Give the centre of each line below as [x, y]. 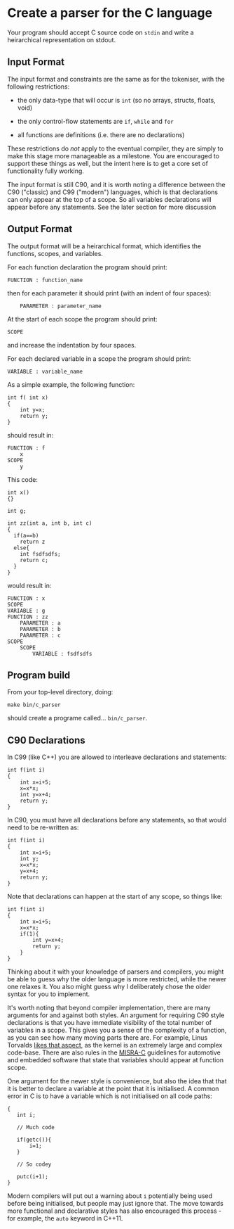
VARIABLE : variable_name [45, 371]
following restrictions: [39, 87]
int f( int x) [28, 397]
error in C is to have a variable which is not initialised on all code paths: [110, 1096]
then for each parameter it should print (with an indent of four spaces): [109, 293]
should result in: [30, 435]
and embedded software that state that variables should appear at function [116, 1060]
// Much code [35, 1128]
